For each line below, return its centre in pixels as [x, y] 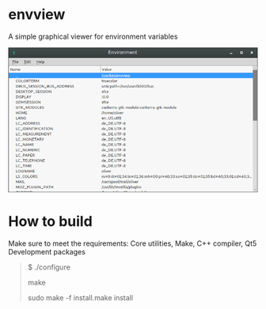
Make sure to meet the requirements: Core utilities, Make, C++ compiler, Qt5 [133, 243]
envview [37, 15]
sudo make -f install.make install [80, 298]
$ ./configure [49, 267]
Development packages [47, 252]
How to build [50, 222]
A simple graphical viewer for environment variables [93, 36]
